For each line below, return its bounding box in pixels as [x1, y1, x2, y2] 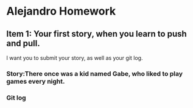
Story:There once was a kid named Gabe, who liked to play [6, 69, 183, 77]
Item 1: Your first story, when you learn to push [6, 29, 187, 39]
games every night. [6, 77, 65, 85]
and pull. [6, 38, 41, 48]
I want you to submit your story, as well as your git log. [6, 54, 143, 62]
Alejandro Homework [6, 4, 116, 18]
